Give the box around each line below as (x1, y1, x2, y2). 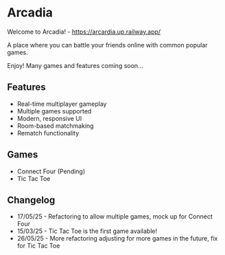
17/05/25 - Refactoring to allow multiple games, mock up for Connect (16, 212, 213, 221)
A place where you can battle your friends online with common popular (7, 41, 208, 49)
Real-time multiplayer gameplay (16, 100, 107, 108)
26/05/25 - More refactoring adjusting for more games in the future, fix (16, 234, 218, 243)
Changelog (7, 194, 56, 206)
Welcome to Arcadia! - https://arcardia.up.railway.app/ (7, 27, 161, 36)
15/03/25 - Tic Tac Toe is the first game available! (16, 227, 158, 235)
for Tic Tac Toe (16, 242, 60, 250)
